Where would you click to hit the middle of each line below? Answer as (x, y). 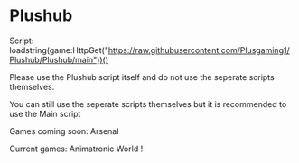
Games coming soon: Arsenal (64, 131)
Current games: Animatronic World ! (76, 149)
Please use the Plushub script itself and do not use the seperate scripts (142, 77)
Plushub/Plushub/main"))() (59, 59)
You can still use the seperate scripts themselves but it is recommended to (148, 104)
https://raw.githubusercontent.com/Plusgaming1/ (199, 50)
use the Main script (45, 113)
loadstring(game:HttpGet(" (59, 50)
